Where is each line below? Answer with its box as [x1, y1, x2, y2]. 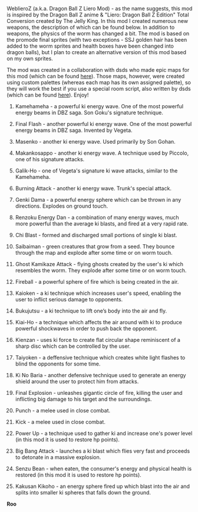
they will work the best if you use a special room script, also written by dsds [6, 85, 191, 92]
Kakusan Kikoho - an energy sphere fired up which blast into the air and [15, 483, 190, 490]
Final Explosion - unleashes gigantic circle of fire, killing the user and [15, 390, 183, 396]
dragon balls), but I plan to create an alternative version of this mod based [6, 49, 187, 55]
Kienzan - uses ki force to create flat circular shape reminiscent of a [15, 337, 180, 343]
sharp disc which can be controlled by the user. [15, 343, 131, 350]
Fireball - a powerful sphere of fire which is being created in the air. [15, 278, 179, 285]
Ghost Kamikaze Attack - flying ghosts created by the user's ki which [15, 261, 183, 267]
